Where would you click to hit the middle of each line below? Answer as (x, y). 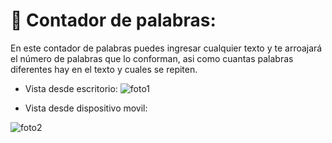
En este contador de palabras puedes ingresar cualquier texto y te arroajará (166, 48)
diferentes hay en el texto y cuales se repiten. (104, 69)
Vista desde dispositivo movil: (86, 108)
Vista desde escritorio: (71, 88)
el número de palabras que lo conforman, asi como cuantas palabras (152, 58)
